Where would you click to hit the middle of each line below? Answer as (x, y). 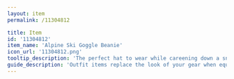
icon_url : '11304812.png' (45, 52)
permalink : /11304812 (39, 20)
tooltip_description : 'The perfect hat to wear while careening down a (113, 59)
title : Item (24, 33)
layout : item (26, 14)
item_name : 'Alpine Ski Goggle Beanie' (65, 46)
